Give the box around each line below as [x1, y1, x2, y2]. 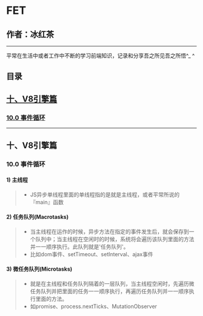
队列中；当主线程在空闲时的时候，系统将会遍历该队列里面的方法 [35, 235, 195, 242]
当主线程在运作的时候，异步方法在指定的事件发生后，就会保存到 [30, 228, 189, 235]
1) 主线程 [6, 176, 28, 183]
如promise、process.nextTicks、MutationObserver [30, 303, 157, 310]
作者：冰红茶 [6, 29, 54, 39]
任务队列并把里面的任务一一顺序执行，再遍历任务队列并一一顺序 [30, 288, 189, 295]
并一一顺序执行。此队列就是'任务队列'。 [30, 243, 129, 250]
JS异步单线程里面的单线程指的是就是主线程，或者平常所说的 [30, 191, 180, 198]
